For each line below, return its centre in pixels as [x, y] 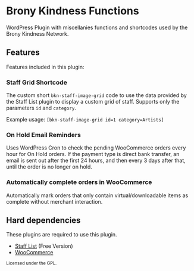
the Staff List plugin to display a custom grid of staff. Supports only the [93, 102]
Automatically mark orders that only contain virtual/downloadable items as [97, 195]
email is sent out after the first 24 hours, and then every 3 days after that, [96, 161]
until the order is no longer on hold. [49, 167]
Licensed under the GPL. [32, 263]
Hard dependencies [43, 221]
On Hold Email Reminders [44, 135]
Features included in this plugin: [45, 67]
